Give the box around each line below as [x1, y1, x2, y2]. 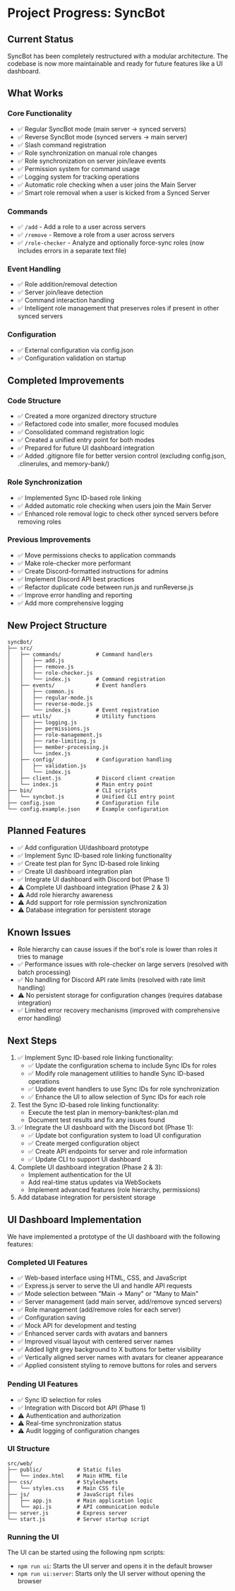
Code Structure [7, 395, 61, 405]
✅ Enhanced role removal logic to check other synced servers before [17, 509, 219, 518]
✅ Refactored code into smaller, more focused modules [17, 420, 179, 429]
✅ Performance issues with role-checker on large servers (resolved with [17, 960, 228, 968]
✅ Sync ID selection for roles [17, 1395, 102, 1404]
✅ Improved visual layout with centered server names [17, 1337, 174, 1346]
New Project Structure [7, 620, 107, 632]
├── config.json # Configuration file [7, 799, 159, 806]
